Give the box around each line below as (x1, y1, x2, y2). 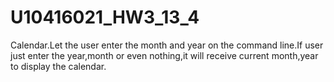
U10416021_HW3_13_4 (10, 6, 200, 29)
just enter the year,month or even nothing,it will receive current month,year (10, 49, 319, 61)
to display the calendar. (10, 60, 107, 72)
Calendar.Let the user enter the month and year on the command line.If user (10, 39, 324, 51)
